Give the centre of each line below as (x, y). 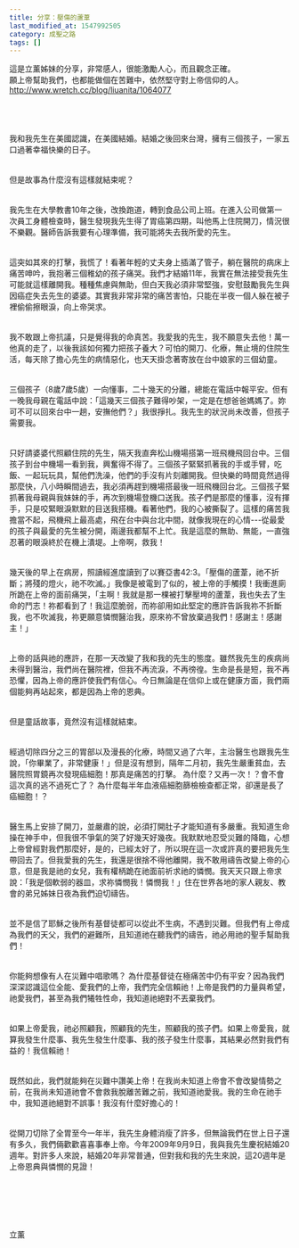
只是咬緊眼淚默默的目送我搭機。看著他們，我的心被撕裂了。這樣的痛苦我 (157, 508)
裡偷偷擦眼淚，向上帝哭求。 (60, 307)
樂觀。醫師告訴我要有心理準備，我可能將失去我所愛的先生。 (126, 232)
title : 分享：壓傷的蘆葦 (50, 17)
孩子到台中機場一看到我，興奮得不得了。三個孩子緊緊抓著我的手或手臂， (141, 464)
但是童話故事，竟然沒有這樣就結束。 (76, 722)
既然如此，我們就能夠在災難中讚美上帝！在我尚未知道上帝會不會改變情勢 (141, 1081)
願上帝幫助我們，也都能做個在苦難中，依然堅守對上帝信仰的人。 (126, 80)
